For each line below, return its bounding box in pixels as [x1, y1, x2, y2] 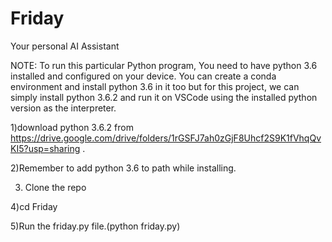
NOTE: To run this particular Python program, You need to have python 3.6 [10, 59, 318, 71]
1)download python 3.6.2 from [10, 121, 134, 133]
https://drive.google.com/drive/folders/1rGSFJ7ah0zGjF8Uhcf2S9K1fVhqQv [10, 132, 322, 144]
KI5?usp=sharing [10, 142, 81, 154]
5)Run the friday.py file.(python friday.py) [10, 220, 181, 232]
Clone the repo [24, 181, 87, 193]
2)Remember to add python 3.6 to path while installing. [10, 162, 237, 174]
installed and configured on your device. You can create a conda [10, 70, 277, 82]
